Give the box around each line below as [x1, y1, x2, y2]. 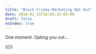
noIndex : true [5, 21, 35, 26]
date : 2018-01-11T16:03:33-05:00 [5, 12, 75, 17]
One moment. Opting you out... [5, 34, 69, 40]
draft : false [5, 16, 32, 21]
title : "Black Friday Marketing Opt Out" [5, 7, 93, 12]
